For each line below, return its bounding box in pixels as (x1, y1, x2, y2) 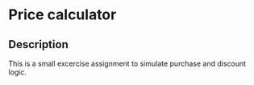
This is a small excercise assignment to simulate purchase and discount (8, 59, 247, 68)
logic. (8, 67, 27, 77)
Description (8, 38, 69, 51)
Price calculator (8, 6, 117, 24)
